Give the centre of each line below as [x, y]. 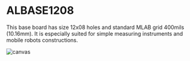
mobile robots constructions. [42, 40]
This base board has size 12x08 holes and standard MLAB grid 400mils [95, 27]
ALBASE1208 [40, 11]
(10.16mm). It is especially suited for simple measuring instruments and [95, 33]
